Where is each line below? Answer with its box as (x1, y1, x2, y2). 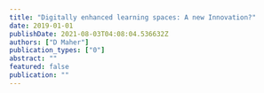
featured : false (9, 63, 69, 72)
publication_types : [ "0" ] (9, 46, 105, 55)
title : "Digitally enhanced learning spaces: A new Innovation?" (9, 12, 256, 22)
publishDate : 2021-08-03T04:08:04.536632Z (9, 29, 169, 38)
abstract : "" (9, 54, 58, 63)
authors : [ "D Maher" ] (9, 37, 90, 47)
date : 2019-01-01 (9, 21, 74, 30)
